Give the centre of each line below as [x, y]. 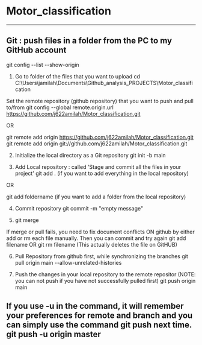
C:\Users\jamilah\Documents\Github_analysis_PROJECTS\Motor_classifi [104, 83]
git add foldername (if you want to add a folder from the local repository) [96, 197]
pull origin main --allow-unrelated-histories [68, 262]
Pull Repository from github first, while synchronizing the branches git [101, 256]
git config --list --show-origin [43, 65]
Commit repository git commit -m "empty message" [79, 208]
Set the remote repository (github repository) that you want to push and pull [100, 101]
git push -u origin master [54, 334]
